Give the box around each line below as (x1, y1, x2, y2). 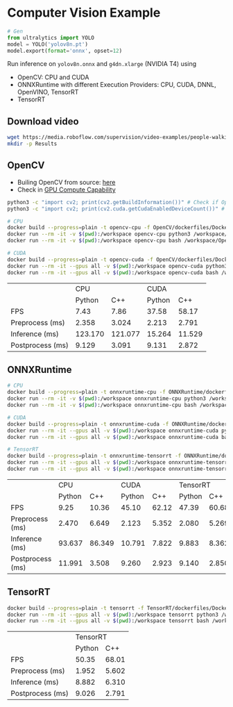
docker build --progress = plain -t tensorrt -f (7, 604, 144, 612)
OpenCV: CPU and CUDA (17, 73, 89, 81)
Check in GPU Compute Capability (17, 185, 116, 194)
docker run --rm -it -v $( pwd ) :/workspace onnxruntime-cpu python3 (7, 395, 207, 402)
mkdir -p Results (7, 140, 58, 147)
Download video (7, 115, 79, 127)
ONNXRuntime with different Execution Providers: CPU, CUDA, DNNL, (17, 81, 216, 89)
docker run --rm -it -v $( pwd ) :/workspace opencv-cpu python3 (7, 231, 191, 238)
